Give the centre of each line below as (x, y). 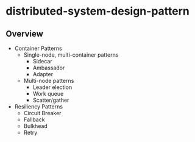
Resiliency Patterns (39, 107)
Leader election (52, 87)
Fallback (34, 119)
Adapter (43, 74)
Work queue (48, 94)
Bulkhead (36, 126)
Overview (25, 34)
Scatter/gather (51, 100)
